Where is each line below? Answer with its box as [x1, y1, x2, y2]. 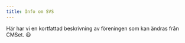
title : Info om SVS [6, 8, 54, 15]
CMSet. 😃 [6, 31, 31, 38]
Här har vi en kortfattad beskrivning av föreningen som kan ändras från [6, 25, 179, 32]
